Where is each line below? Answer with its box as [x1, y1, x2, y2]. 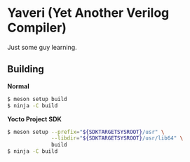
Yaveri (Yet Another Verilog [7, 5, 170, 21]
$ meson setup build [7, 95, 68, 102]
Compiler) [7, 20, 67, 36]
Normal [7, 82, 29, 90]
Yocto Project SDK [7, 114, 62, 123]
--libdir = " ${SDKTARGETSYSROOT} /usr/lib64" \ [51, 135, 184, 142]
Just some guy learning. [7, 43, 77, 51]
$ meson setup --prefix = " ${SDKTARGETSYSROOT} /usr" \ [7, 128, 165, 135]
